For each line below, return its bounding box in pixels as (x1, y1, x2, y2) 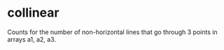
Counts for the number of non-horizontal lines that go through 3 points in (7, 28, 218, 36)
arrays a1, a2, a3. (7, 35, 57, 43)
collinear (7, 5, 59, 21)
